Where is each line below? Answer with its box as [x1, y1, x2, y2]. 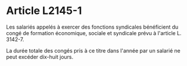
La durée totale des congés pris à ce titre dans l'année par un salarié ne [6, 47, 181, 54]
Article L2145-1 [6, 4, 83, 18]
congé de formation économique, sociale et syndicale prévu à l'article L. [6, 29, 182, 36]
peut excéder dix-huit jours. [6, 53, 74, 60]
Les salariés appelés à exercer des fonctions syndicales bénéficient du [6, 23, 179, 30]
